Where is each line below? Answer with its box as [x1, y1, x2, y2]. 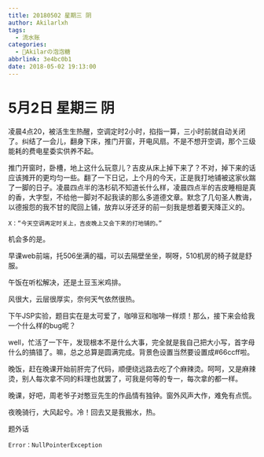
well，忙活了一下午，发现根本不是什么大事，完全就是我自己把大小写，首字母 [8, 337, 255, 347]
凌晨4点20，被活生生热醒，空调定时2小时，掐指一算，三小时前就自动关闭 [8, 127, 246, 136]
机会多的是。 [8, 234, 49, 244]
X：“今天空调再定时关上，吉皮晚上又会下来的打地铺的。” [8, 219, 163, 227]
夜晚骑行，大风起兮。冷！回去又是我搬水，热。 [8, 407, 159, 417]
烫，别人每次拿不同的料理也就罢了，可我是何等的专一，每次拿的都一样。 [8, 374, 242, 383]
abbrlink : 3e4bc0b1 [8, 56, 72, 64]
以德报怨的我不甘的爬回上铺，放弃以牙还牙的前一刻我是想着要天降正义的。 [8, 202, 249, 212]
